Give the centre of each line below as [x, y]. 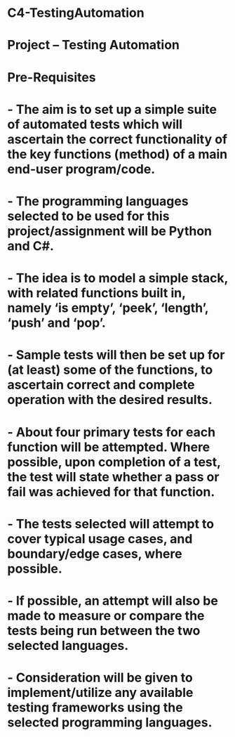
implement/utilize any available [100, 693]
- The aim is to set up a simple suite [112, 109]
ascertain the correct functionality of [117, 139]
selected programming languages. [110, 723]
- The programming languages [98, 201]
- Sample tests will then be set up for [116, 355]
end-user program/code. [81, 169]
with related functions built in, [96, 293]
